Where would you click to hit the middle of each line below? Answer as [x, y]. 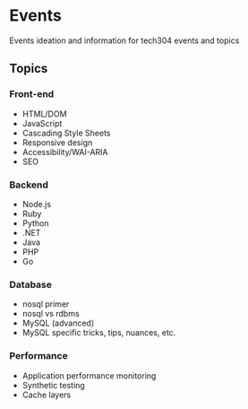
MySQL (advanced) [58, 323]
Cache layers [47, 395]
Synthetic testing [53, 385]
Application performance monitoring [89, 375]
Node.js [37, 204]
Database [30, 284]
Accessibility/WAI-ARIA [65, 152]
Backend [29, 185]
